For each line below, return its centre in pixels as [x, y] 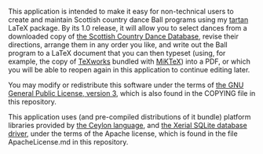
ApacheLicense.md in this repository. [68, 142]
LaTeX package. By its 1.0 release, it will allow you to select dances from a [128, 28]
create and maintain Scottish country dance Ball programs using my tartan [128, 20]
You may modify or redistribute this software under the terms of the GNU [126, 85]
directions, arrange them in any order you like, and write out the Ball [118, 45]
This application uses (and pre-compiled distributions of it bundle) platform [130, 117]
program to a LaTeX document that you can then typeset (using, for [117, 53]
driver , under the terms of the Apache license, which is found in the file [123, 134]
